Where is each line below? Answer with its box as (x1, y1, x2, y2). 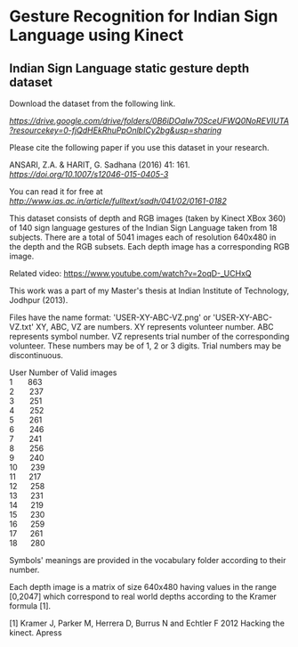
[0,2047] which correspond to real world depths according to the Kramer (9, 591, 278, 602)
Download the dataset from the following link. (9, 98, 176, 109)
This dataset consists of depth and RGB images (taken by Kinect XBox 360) (9, 213, 286, 224)
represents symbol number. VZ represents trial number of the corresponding (9, 332, 290, 341)
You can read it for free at (9, 186, 104, 197)
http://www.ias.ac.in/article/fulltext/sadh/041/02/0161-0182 (9, 196, 227, 206)
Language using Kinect (9, 25, 184, 45)
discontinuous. (9, 350, 64, 360)
